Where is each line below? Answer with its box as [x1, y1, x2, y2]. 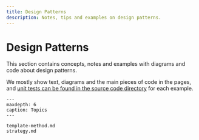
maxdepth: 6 [6, 102, 36, 108]
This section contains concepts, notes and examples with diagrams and [6, 60, 186, 68]
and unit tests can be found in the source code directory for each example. [6, 85, 194, 92]
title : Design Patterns [6, 8, 67, 15]
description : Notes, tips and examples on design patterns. [6, 14, 162, 21]
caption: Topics [6, 107, 47, 113]
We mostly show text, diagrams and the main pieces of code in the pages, [6, 78, 191, 86]
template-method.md [6, 123, 56, 129]
